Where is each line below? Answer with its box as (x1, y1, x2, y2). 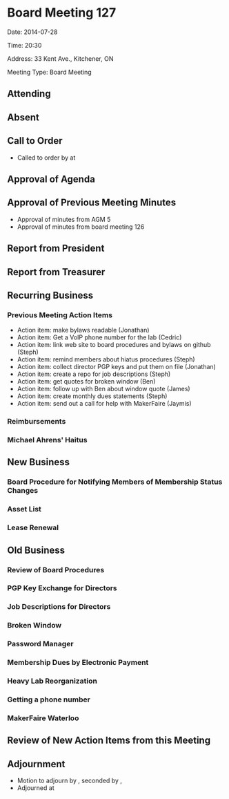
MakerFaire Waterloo (7, 713, 79, 723)
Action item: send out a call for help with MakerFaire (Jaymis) (17, 399, 192, 408)
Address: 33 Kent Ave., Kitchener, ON (7, 54, 114, 63)
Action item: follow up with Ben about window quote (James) (17, 385, 191, 393)
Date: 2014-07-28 (7, 28, 58, 36)
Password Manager (7, 639, 74, 649)
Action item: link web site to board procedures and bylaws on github (17, 341, 212, 349)
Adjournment (7, 758, 66, 770)
